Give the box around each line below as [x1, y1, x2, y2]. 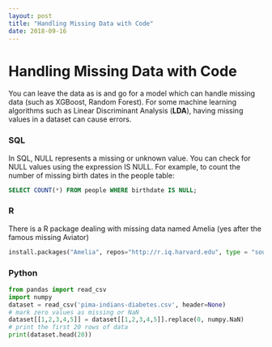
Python [8, 267, 38, 278]
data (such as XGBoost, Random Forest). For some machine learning [8, 97, 237, 107]
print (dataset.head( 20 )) [8, 331, 92, 339]
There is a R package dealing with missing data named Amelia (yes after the [8, 224, 261, 233]
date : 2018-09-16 [8, 27, 67, 35]
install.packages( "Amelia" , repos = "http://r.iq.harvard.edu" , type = [8, 248, 249, 256]
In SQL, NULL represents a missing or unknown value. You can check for [8, 153, 251, 163]
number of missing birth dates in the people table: [8, 170, 175, 180]
